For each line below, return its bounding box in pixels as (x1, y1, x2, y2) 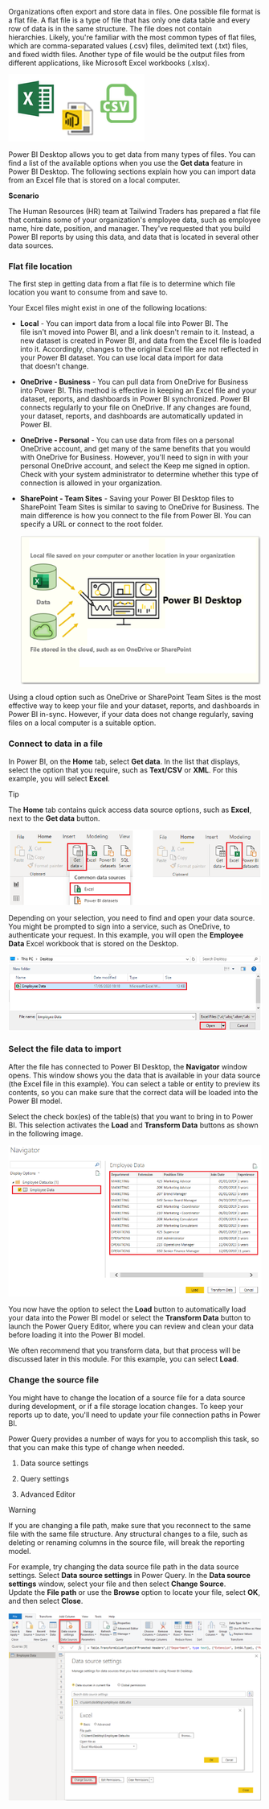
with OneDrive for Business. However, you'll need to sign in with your (19, 452, 249, 462)
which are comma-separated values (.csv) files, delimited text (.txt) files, (8, 41, 249, 51)
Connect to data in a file (8, 738, 103, 749)
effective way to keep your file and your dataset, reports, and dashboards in (8, 701, 259, 711)
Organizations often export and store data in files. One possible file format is (8, 7, 261, 16)
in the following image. (8, 1128, 84, 1138)
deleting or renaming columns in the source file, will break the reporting (8, 1537, 245, 1547)
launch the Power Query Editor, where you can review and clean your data (8, 1321, 255, 1331)
